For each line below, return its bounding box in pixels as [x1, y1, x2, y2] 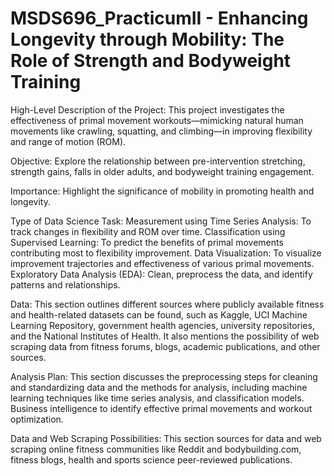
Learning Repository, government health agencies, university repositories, [10, 319, 315, 331]
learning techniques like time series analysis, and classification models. [10, 392, 305, 404]
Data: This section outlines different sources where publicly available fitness [10, 298, 325, 310]
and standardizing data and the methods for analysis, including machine [10, 381, 308, 393]
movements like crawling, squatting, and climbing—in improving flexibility [10, 125, 313, 137]
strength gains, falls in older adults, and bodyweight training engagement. [10, 165, 315, 177]
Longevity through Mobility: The [10, 28, 285, 51]
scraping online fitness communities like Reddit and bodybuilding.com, [10, 443, 302, 455]
